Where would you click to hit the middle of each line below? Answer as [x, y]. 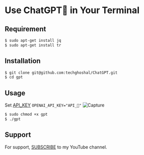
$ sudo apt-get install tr [33, 45]
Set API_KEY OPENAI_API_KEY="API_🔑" [43, 105]
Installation [23, 61]
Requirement [25, 29]
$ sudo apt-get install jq [33, 40]
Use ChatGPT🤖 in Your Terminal [72, 10]
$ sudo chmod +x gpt [26, 115]
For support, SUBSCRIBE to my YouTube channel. [56, 147]
